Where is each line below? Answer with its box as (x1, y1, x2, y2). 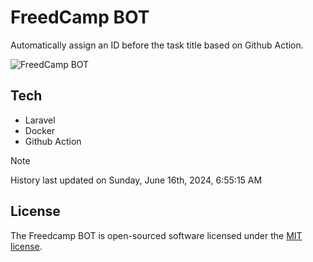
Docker (24, 124, 56, 136)
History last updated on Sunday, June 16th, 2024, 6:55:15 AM (10, 174, 263, 186)
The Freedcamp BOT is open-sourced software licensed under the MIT (10, 229, 303, 241)
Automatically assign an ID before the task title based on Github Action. (10, 39, 304, 51)
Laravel (24, 114, 56, 126)
